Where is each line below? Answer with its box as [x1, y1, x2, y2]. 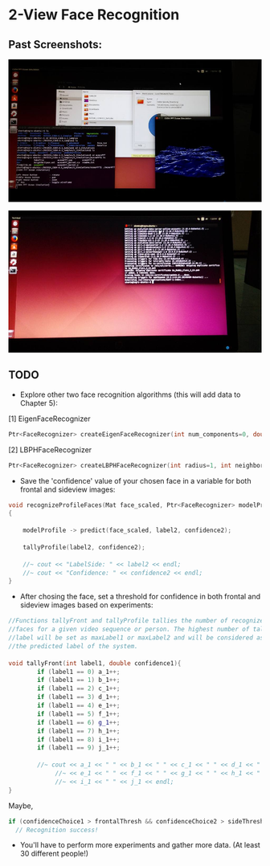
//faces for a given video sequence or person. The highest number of [8, 625, 250, 634]
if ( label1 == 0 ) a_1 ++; [37, 668, 121, 676]
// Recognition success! [15, 826, 99, 834]
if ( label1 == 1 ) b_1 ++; [37, 676, 121, 684]
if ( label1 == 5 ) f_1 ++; [37, 709, 121, 718]
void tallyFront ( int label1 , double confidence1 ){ [8, 659, 182, 668]
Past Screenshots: [8, 38, 103, 51]
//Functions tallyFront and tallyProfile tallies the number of [8, 617, 228, 625]
